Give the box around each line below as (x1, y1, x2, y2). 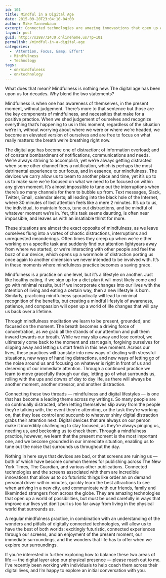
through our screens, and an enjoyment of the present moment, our (5, 531, 142, 537)
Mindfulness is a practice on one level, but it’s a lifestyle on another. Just (5, 271, 153, 277)
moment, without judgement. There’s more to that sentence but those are (5, 105, 154, 112)
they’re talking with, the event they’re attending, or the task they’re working (5, 406, 158, 412)
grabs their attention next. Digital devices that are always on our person (5, 417, 151, 423)
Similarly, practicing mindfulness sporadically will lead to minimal (5, 292, 137, 298)
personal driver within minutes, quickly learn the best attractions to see (5, 479, 150, 485)
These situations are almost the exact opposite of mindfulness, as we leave (5, 225, 158, 231)
